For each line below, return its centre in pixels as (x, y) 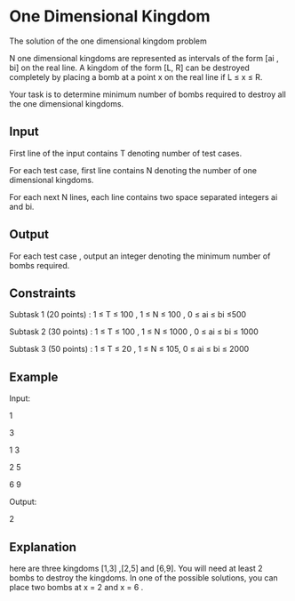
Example (34, 377)
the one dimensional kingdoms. (67, 103)
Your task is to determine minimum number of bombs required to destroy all (147, 94)
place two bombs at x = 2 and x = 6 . (76, 587)
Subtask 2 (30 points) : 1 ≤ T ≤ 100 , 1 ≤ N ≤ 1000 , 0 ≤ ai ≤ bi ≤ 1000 (134, 332)
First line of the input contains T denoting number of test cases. (126, 153)
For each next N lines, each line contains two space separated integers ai (144, 196)
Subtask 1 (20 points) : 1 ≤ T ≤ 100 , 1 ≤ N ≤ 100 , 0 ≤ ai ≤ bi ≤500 (128, 315)
